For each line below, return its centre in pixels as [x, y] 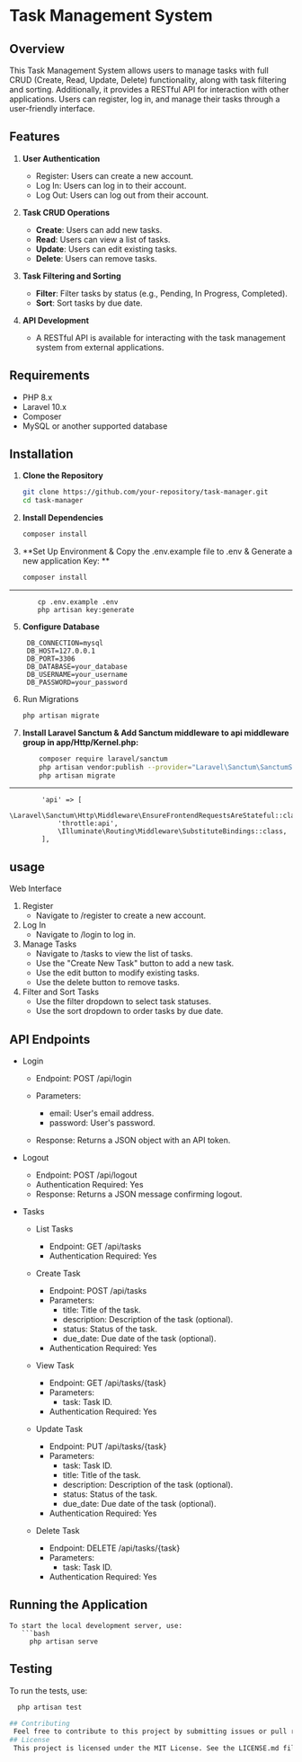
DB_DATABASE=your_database [77, 666]
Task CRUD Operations [66, 212]
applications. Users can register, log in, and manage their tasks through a [145, 99]
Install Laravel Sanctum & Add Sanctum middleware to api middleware [155, 733]
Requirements [49, 375]
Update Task [59, 1429]
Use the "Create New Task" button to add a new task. [135, 964]
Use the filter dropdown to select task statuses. [124, 1001]
